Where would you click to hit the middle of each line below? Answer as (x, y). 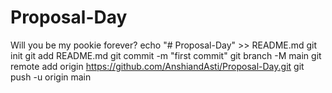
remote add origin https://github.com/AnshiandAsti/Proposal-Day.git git (157, 66)
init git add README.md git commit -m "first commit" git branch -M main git (166, 55)
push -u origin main (51, 77)
